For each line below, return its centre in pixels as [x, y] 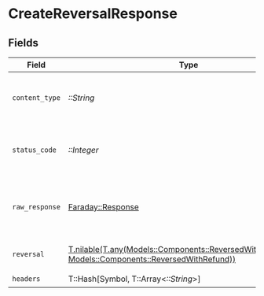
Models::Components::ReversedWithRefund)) [152, 259]
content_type [37, 98]
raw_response [37, 207]
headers [26, 279]
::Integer [83, 150]
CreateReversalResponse [93, 14]
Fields [24, 43]
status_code [35, 150]
